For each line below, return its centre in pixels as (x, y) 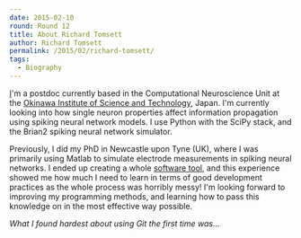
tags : (19, 59)
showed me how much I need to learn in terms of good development (136, 177)
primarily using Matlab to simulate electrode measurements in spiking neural (150, 158)
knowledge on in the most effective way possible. (101, 206)
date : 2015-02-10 (42, 18)
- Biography (40, 68)
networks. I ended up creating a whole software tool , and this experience (145, 168)
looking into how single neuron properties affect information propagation (144, 112)
